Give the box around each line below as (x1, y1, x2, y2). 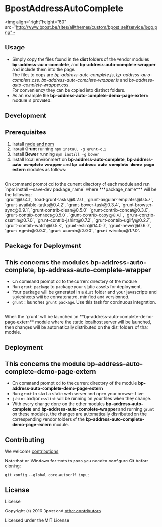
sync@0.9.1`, (5, 207, 30, 213)
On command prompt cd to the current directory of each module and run (5, 181, 150, 187)
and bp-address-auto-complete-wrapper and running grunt (32, 406, 155, 412)
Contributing (5, 435, 44, 444)
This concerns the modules (5, 258, 89, 266)
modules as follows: (26, 166, 67, 172)
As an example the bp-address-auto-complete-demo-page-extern (12, 92, 148, 98)
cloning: (5, 463, 21, 469)
